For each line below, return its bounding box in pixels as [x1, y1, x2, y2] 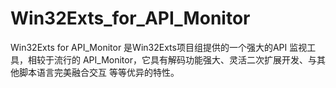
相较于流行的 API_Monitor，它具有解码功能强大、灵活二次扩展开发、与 [27, 53, 317, 66]
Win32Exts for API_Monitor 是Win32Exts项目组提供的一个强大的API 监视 [10, 41, 308, 53]
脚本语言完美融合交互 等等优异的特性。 [18, 66, 180, 78]
